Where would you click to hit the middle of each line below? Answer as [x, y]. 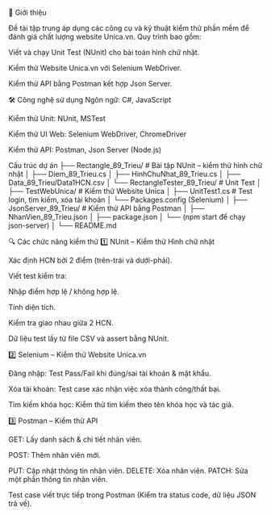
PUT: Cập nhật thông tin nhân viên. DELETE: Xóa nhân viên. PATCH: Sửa [128, 471]
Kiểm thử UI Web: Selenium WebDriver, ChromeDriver [98, 134]
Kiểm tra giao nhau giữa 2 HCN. [61, 323]
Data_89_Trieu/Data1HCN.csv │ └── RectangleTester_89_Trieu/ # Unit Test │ [135, 182]
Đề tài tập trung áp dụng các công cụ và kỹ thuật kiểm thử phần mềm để [129, 28]
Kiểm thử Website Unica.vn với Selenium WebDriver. [95, 68]
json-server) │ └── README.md [63, 225]
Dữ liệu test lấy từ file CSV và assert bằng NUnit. [89, 338]
